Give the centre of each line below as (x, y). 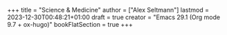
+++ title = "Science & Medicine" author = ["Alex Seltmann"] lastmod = (108, 10)
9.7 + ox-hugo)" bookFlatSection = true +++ (70, 24)
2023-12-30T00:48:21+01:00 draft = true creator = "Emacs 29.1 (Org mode (113, 17)
